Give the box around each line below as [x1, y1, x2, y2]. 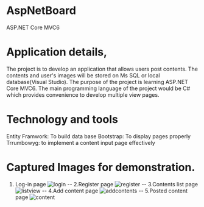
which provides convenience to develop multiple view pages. [6, 91, 160, 98]
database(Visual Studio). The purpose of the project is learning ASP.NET [6, 78, 189, 85]
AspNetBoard [6, 4, 76, 18]
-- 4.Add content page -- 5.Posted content [41, 187, 188, 194]
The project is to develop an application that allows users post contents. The [6, 65, 198, 72]
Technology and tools [6, 113, 119, 127]
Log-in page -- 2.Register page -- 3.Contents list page [15, 180, 199, 188]
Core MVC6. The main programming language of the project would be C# [6, 85, 191, 92]
